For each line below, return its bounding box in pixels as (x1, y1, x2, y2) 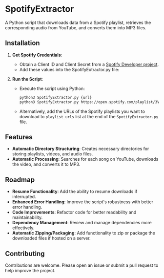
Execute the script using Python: (19, 86, 85, 91)
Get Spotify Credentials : (12, 52, 62, 58)
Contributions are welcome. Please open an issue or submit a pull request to (5, 262, 159, 268)
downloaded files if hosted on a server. (12, 235, 91, 241)
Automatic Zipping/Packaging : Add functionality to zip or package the (12, 230, 155, 236)
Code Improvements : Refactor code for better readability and (12, 209, 137, 215)
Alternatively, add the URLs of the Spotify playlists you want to (19, 108, 145, 114)
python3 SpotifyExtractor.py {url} (19, 95, 92, 100)
